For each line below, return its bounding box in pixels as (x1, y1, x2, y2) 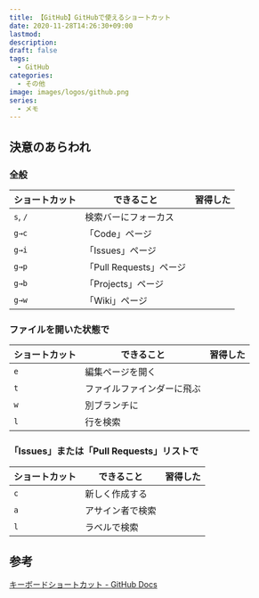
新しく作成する (85, 487, 149, 500)
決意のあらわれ (9, 139, 91, 154)
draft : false (9, 46, 58, 55)
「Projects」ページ (85, 277, 165, 290)
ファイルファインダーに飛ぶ (85, 382, 202, 395)
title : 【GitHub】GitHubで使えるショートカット (9, 12, 172, 22)
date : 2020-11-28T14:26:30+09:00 (9, 21, 134, 30)
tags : (9, 54, 29, 63)
